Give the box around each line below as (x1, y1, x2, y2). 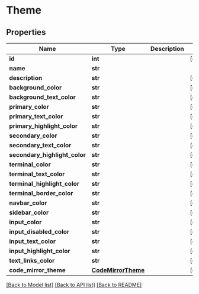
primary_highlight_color (9, 122, 78, 130)
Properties (6, 27, 46, 37)
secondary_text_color (9, 141, 72, 149)
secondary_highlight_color (9, 151, 86, 159)
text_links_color (9, 257, 55, 264)
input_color (9, 218, 42, 226)
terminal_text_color (9, 170, 65, 178)
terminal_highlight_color (9, 180, 80, 188)
